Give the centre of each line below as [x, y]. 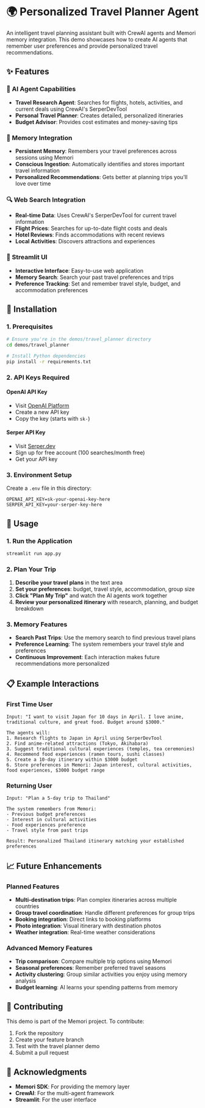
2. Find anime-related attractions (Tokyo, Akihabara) [77, 744]
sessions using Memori [44, 157]
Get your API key [36, 459]
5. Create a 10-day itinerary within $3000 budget [72, 760]
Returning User [29, 786]
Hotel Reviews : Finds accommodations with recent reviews [90, 235]
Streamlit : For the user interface [56, 1100]
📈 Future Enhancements [54, 866]
